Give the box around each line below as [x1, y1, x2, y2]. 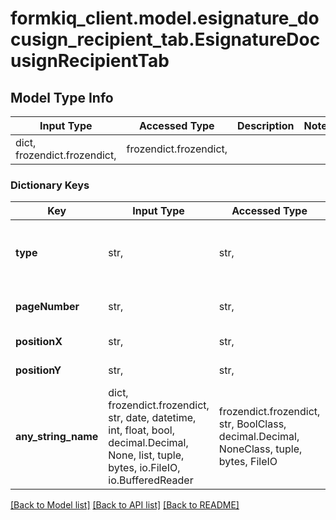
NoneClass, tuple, [218, 442, 303, 456]
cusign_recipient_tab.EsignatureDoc [10, 28, 321, 51]
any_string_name [15, 430, 99, 444]
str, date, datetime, [108, 411, 197, 425]
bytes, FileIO [218, 455, 278, 469]
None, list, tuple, [108, 448, 185, 462]
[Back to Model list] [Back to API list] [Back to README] [10, 499, 240, 511]
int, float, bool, [108, 423, 175, 437]
